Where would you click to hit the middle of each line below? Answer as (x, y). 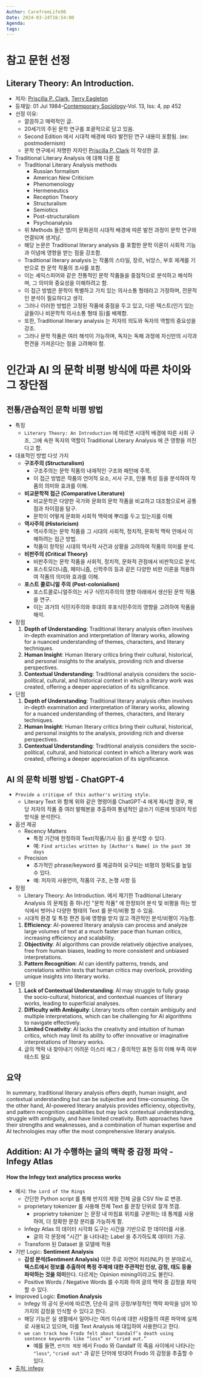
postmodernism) (45, 144)
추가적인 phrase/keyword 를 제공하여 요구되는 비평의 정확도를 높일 (112, 865)
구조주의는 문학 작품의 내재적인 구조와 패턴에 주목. (92, 471)
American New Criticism (63, 178)
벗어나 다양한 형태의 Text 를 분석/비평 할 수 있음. (97, 911)
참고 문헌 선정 (38, 61)
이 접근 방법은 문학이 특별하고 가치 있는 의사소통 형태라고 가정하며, (102, 291)
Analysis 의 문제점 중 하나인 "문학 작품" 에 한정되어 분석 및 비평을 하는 (107, 903)
